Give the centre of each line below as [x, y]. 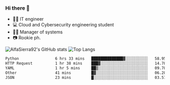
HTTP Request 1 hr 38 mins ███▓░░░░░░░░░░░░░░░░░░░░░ [77, 63]
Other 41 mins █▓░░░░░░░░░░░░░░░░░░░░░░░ [77, 73]
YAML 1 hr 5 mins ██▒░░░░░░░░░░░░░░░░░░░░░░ [77, 68]
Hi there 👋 [18, 8]
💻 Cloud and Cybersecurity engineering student [63, 25]
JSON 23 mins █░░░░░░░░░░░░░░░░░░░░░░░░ [77, 77]
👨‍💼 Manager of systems [38, 32]
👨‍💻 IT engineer [28, 19]
